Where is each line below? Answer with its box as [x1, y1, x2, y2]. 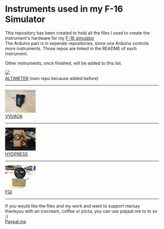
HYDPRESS [5, 151, 28, 157]
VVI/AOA [5, 113, 23, 119]
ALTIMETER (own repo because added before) [5, 75, 99, 81]
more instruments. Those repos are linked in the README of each [5, 45, 137, 51]
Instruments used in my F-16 [5, 3, 123, 15]
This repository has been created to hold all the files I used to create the [5, 30, 150, 36]
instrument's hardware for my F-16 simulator [5, 35, 95, 41]
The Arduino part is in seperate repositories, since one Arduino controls [5, 40, 149, 46]
